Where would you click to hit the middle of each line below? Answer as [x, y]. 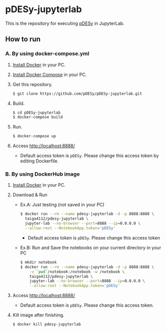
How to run [23, 39]
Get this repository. [33, 84]
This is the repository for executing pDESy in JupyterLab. [65, 23]
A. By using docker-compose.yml [47, 54]
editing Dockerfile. [39, 161]
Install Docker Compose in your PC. [50, 74]
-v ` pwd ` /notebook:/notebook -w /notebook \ [77, 272]
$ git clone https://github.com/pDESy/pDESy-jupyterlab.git [77, 94]
